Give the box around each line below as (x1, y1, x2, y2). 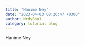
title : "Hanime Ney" (5, 7, 49, 12)
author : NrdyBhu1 (5, 16, 42, 21)
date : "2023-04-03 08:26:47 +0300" (5, 12, 80, 17)
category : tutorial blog (5, 21, 58, 26)
